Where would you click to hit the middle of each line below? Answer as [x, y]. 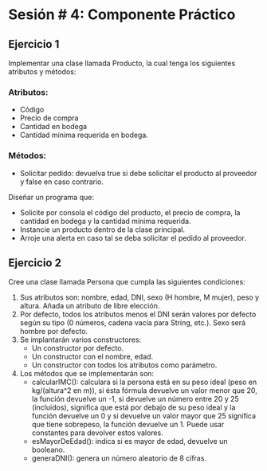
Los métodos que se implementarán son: [86, 374]
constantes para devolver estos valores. [97, 433]
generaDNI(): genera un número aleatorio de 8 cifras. [119, 458]
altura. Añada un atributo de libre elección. [90, 306]
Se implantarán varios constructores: [80, 340]
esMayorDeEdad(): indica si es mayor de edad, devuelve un [130, 442]
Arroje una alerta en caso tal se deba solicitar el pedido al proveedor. [133, 237]
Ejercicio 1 [34, 44]
